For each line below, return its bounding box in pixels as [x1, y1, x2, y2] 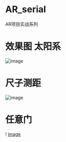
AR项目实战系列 [5, 21, 38, 27]
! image [5, 131, 21, 137]
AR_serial [5, 4, 46, 15]
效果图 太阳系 [5, 41, 61, 52]
